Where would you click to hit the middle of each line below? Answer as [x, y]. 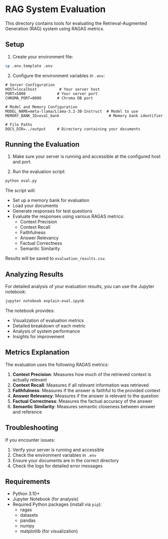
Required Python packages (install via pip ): [57, 504]
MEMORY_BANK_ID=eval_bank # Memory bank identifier [84, 116]
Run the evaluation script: [39, 172]
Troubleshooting [32, 428]
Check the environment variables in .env [54, 455]
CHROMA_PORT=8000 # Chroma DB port [49, 98]
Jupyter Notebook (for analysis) [46, 499]
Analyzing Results [34, 274]
